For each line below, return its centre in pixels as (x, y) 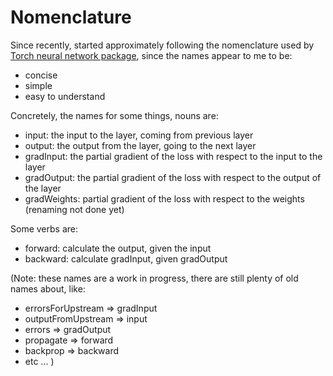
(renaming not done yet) (74, 209)
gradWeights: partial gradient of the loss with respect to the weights (164, 198)
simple (38, 85)
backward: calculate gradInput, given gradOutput (126, 258)
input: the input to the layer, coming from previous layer (139, 135)
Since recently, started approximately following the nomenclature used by (162, 45)
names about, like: (48, 288)
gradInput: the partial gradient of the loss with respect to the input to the (173, 156)
